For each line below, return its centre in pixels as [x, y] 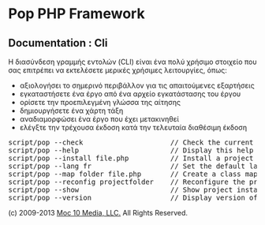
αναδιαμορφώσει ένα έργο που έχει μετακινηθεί [99, 119]
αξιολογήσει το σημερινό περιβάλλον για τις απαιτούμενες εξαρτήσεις [137, 85]
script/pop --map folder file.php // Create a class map [133, 174]
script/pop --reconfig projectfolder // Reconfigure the [127, 182]
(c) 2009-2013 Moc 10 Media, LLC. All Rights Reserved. [98, 213]
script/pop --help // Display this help [131, 150]
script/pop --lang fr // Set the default [127, 166]
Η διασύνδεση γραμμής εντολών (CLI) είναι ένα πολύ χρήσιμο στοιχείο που [132, 62]
